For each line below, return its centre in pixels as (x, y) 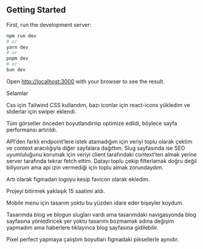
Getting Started (36, 10)
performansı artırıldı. (32, 130)
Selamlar (17, 93)
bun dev (16, 70)
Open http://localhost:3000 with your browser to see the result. (86, 81)
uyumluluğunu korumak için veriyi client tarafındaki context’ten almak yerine (101, 154)
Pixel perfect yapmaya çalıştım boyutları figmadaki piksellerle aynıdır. (93, 239)
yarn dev (17, 47)
